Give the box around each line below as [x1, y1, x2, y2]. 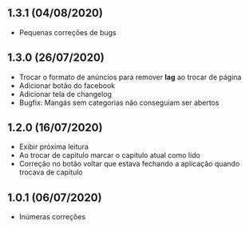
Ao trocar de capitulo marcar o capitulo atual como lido [18, 151, 201, 160]
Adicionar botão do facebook [18, 80, 116, 90]
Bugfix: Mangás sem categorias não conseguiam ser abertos [18, 98, 219, 107]
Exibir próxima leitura [18, 142, 89, 151]
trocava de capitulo [18, 167, 83, 177]
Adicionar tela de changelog [18, 89, 113, 98]
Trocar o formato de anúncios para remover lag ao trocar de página [18, 72, 242, 82]
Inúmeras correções [18, 212, 86, 222]
